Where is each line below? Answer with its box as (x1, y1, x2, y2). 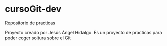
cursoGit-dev (5, 3, 62, 15)
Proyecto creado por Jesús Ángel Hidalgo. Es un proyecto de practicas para (5, 29, 162, 35)
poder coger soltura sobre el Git (5, 35, 71, 41)
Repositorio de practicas (5, 20, 56, 26)
